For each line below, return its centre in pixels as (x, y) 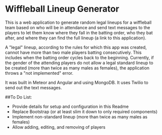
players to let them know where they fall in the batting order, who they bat (79, 33)
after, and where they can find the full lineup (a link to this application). (76, 38)
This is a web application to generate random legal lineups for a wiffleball (78, 22)
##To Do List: (18, 97)
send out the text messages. (34, 87)
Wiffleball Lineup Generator (62, 9)
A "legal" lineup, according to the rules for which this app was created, (76, 47)
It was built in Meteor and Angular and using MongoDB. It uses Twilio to (77, 82)
